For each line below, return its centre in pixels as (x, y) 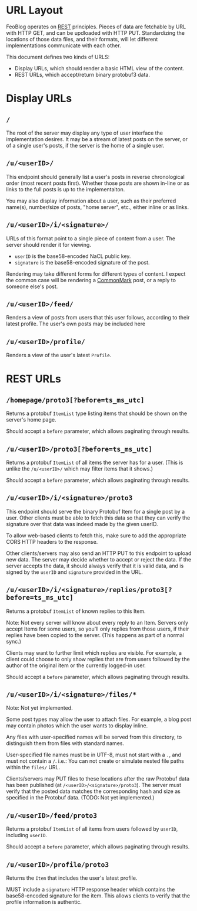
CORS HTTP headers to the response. (52, 541)
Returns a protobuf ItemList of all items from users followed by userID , (92, 829)
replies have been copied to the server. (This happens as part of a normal (95, 635)
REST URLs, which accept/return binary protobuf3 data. (82, 74)
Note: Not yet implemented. (39, 708)
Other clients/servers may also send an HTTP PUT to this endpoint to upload (99, 553)
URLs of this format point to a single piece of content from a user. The (91, 238)
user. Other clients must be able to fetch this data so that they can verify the (98, 518)
